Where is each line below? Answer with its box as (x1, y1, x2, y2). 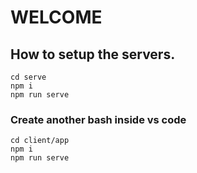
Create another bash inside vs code (10, 112, 187, 126)
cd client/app (10, 136, 70, 146)
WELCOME (10, 6, 103, 29)
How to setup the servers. (10, 46, 176, 63)
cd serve (10, 72, 47, 82)
